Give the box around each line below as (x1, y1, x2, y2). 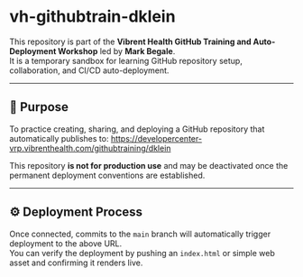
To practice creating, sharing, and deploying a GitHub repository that (9, 124, 265, 134)
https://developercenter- (110, 133, 203, 143)
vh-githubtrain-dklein (9, 6, 176, 27)
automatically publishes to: (9, 133, 109, 143)
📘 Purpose (9, 99, 69, 115)
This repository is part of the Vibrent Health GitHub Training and (9, 36, 252, 47)
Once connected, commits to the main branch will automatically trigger (9, 228, 271, 239)
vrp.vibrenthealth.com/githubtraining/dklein (9, 143, 171, 153)
